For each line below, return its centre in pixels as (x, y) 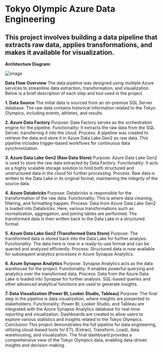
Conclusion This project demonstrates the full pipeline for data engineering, (81, 325)
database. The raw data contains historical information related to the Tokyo (80, 108)
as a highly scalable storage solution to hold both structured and (70, 168)
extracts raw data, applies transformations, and (79, 45)
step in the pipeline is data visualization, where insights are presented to (77, 299)
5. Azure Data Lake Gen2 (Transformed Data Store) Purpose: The (72, 233)
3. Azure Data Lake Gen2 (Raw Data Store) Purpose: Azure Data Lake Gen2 (81, 158)
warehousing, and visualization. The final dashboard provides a (69, 335)
